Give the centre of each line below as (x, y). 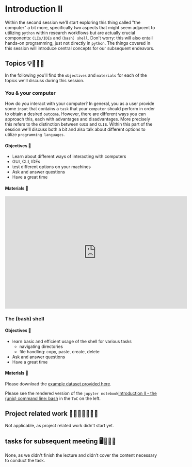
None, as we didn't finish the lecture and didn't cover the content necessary (81, 455)
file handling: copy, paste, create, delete (59, 351)
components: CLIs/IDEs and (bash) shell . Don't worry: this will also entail (79, 38)
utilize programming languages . (35, 135)
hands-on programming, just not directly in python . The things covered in (78, 43)
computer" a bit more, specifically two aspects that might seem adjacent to (80, 27)
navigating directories (41, 346)
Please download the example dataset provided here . (58, 384)
